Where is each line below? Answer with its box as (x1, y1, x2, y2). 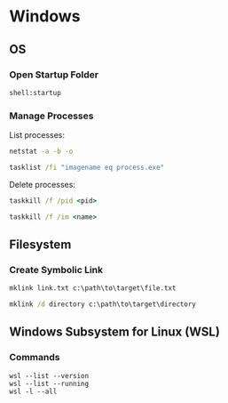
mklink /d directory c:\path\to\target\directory (9, 300, 197, 309)
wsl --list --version (9, 371, 90, 380)
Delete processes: (9, 179, 75, 189)
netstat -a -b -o (9, 147, 74, 157)
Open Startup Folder (9, 69, 99, 81)
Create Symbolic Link (9, 263, 104, 276)
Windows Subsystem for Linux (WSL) (9, 325, 220, 340)
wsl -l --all (9, 387, 58, 396)
